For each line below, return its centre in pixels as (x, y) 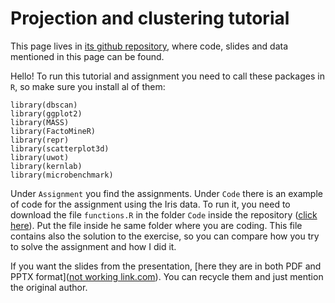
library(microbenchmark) (62, 175)
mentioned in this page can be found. (87, 56)
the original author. (49, 287)
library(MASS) (40, 122)
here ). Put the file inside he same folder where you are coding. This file (156, 225)
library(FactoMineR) (53, 131)
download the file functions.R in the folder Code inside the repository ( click (164, 214)
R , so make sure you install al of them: (88, 86)
